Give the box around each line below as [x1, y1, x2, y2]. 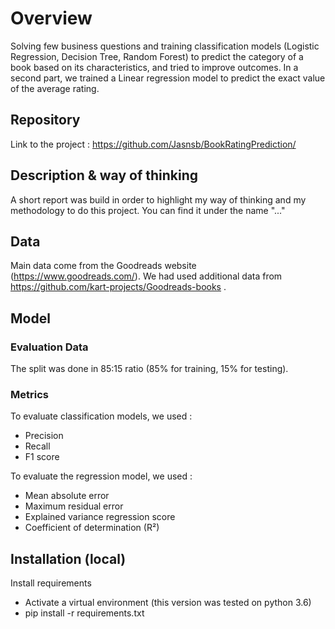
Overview [10, 7, 93, 30]
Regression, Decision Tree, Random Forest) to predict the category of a [10, 50, 304, 62]
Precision [24, 430, 64, 442]
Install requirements [10, 577, 92, 589]
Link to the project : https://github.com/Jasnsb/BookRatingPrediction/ [10, 138, 297, 150]
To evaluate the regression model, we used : [10, 470, 193, 482]
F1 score [24, 451, 60, 463]
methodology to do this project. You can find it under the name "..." [10, 204, 286, 216]
